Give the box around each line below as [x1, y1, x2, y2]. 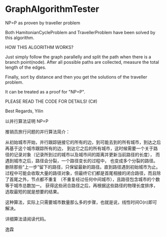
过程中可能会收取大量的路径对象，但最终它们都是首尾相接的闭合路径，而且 [5, 170, 157, 176]
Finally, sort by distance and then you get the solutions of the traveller [5, 74, 147, 80]
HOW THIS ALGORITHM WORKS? [5, 44, 74, 50]
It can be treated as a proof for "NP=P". [5, 89, 85, 95]
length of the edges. [5, 64, 46, 70]
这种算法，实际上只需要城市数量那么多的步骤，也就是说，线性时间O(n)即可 [5, 199, 157, 205]
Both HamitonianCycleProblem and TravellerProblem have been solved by [5, 29, 156, 35]
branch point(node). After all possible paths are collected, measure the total [5, 59, 159, 65]
